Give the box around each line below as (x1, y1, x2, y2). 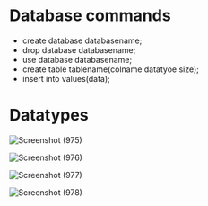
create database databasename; (22, 35, 143, 46)
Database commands (9, 5, 172, 26)
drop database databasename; (22, 44, 136, 55)
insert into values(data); (22, 73, 110, 84)
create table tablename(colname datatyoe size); (22, 64, 200, 75)
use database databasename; (22, 54, 133, 65)
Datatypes (9, 105, 89, 126)
